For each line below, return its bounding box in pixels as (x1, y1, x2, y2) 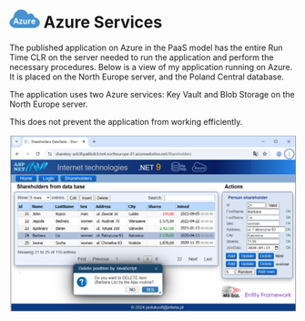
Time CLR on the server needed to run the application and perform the (9, 51, 274, 63)
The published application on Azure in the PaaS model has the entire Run (9, 42, 284, 53)
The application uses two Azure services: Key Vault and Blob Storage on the (9, 88, 295, 99)
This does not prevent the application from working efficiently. (9, 116, 243, 127)
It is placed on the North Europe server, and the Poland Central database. (9, 71, 285, 82)
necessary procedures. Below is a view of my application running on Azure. (9, 61, 293, 72)
